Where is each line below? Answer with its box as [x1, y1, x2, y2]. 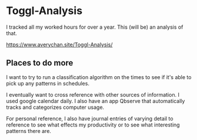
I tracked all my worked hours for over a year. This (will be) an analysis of [6, 23, 183, 30]
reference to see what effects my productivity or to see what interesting [6, 121, 181, 128]
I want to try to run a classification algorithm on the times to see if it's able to [6, 73, 192, 80]
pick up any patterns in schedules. [6, 80, 90, 87]
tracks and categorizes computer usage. [6, 104, 105, 111]
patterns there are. [6, 127, 52, 134]
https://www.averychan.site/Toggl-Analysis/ [6, 41, 113, 48]
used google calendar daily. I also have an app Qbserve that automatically [6, 97, 185, 104]
